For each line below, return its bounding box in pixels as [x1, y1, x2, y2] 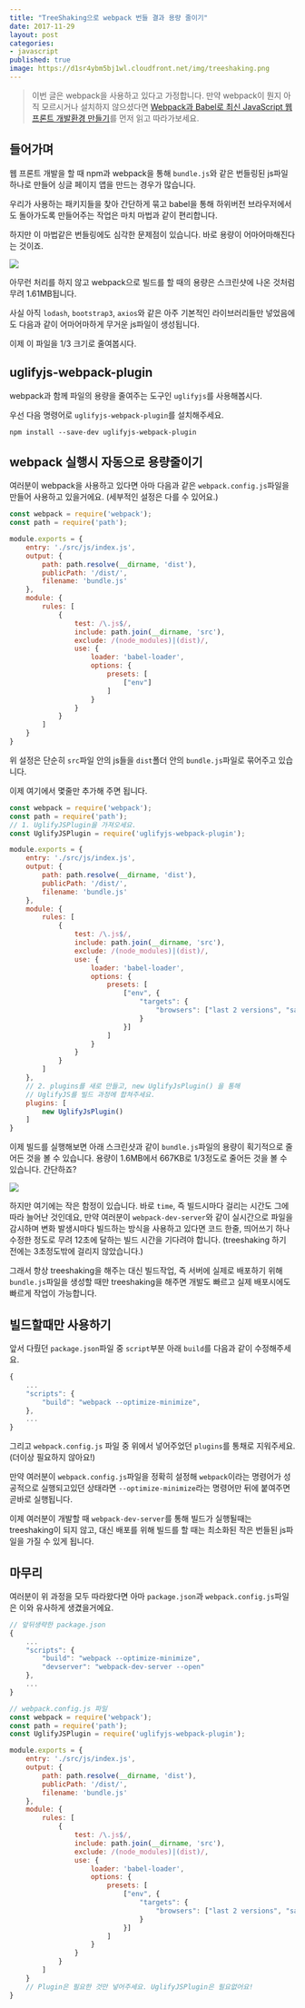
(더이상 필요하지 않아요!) [9, 1452, 95, 1463]
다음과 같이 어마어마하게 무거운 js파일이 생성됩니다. [18, 319, 200, 330]
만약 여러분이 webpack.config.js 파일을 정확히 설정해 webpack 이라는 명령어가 [9, 1471, 281, 1482]
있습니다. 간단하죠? [9, 1164, 77, 1175]
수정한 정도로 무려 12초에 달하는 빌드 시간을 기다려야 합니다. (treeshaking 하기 [9, 1234, 287, 1245]
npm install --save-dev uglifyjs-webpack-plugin [9, 428, 197, 437]
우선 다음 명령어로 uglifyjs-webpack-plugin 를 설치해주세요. [9, 410, 224, 420]
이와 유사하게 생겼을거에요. [18, 1602, 114, 1613]
